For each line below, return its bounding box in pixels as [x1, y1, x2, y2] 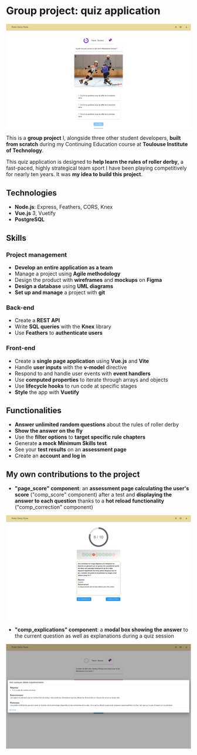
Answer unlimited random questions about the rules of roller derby [14, 421, 179, 428]
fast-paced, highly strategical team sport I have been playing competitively [6, 164, 187, 171]
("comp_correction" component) [14, 504, 94, 511]
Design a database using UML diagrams [14, 282, 113, 289]
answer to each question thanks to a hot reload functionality [14, 497, 165, 504]
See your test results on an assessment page [14, 446, 127, 453]
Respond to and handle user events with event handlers [14, 370, 151, 377]
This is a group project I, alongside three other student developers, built [6, 134, 181, 141]
